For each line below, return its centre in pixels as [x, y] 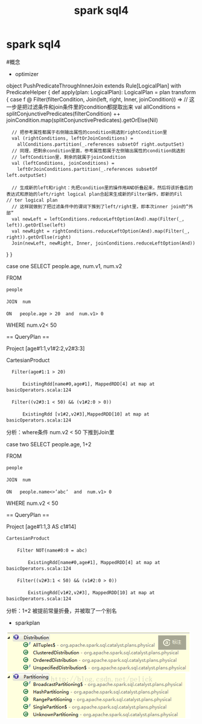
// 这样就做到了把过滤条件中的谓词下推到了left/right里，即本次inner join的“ [100, 207]
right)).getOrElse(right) [39, 237]
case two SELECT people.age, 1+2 [49, 444]
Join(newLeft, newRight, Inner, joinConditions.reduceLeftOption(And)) [104, 243]
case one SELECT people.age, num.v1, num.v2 [64, 266]
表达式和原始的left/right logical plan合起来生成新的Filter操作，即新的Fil [94, 194]
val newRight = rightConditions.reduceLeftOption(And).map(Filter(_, [101, 231]
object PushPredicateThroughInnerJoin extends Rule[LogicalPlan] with [94, 86]
